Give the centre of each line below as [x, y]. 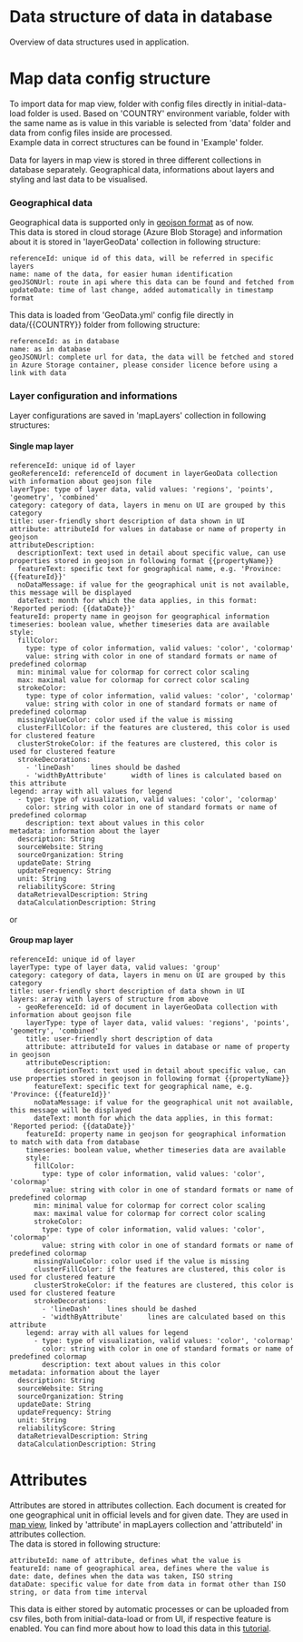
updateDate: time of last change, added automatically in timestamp [142, 291]
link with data [38, 373]
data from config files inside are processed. [91, 133]
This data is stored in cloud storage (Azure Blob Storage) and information [146, 232]
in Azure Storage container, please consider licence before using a [144, 365]
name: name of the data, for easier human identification [121, 274]
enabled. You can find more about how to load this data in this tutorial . [141, 1628]
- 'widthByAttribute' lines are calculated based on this [164, 1317]
